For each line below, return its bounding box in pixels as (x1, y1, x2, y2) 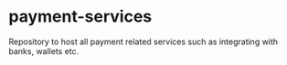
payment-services (8, 6, 153, 27)
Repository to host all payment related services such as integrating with (8, 36, 279, 47)
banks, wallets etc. (8, 45, 80, 56)
